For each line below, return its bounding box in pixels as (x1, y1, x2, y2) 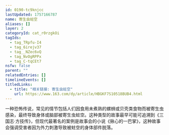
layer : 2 (5, 26, 24, 31)
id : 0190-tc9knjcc (5, 7, 44, 13)
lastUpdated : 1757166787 (5, 12, 57, 17)
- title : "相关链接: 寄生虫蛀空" (10, 86, 73, 92)
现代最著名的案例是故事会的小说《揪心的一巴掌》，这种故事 (39, 118, 161, 124)
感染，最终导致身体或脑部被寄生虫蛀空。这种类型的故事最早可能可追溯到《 (5, 112, 159, 118)
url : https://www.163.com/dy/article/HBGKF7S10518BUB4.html (14, 91, 143, 96)
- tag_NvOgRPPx (10, 54, 42, 59)
